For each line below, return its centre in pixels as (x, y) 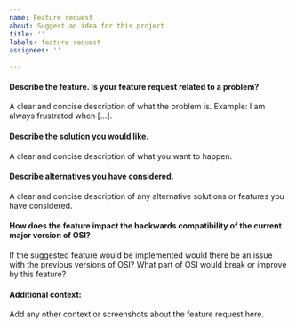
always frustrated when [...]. (61, 116)
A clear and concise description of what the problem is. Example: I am (137, 107)
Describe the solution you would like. (79, 136)
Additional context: (45, 294)
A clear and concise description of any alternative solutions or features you (147, 196)
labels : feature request (55, 42)
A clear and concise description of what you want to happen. (121, 156)
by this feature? (38, 274)
